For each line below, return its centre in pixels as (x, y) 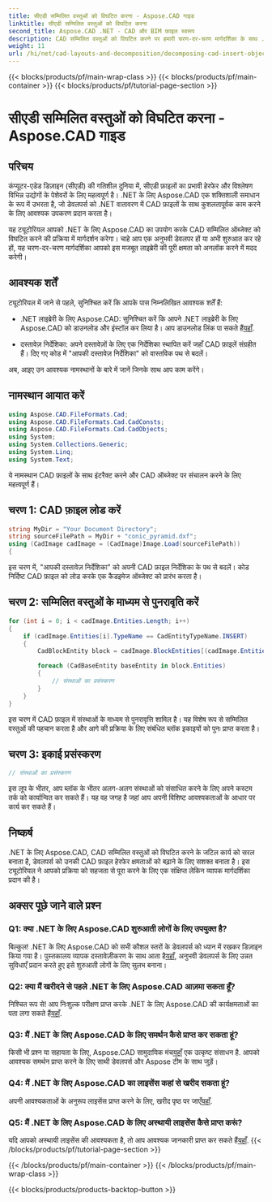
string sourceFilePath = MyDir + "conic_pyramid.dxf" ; (103, 537)
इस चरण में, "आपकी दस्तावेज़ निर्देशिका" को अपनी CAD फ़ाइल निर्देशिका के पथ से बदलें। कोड (129, 567)
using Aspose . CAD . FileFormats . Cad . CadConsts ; (86, 422)
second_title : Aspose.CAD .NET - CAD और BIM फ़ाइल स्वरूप (102, 31)
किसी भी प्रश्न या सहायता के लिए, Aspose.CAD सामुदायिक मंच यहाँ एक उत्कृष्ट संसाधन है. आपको (134, 1053)
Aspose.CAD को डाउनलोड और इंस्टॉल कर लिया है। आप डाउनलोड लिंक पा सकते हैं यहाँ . (137, 328)
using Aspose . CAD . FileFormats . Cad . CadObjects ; (88, 430)
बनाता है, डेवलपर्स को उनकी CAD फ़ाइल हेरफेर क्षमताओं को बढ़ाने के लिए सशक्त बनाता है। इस (129, 861)
